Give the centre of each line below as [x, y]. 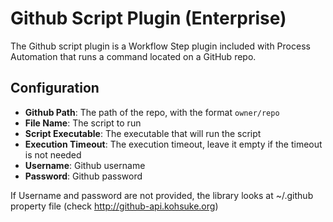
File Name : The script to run [83, 123]
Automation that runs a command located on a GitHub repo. [133, 56]
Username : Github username [85, 165]
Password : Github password [83, 176]
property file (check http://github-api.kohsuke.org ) [114, 206]
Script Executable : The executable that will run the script [143, 133]
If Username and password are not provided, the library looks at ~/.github [162, 195]
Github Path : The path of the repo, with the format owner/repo [152, 112]
